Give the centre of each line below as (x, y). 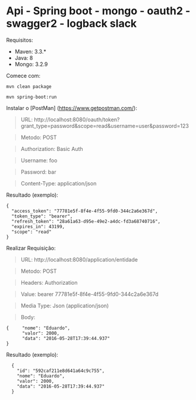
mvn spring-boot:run (32, 97)
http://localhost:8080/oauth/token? (77, 119)
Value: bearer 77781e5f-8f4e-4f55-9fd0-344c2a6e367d (89, 294)
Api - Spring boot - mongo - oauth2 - (98, 11)
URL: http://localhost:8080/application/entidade (79, 259)
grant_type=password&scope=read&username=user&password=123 (105, 125)
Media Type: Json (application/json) (65, 305)
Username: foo (39, 160)
